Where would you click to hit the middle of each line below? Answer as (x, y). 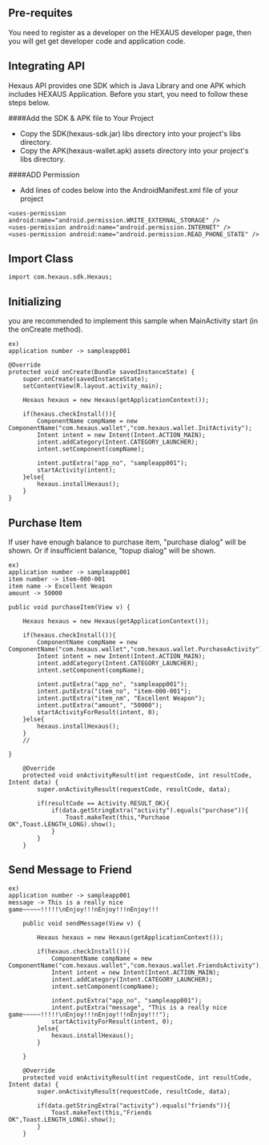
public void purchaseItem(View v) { (69, 608)
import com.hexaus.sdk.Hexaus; (60, 277)
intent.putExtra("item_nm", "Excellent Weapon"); (121, 699)
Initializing (35, 301)
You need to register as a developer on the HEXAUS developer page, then (130, 32)
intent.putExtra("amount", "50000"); (100, 705)
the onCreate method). (46, 329)
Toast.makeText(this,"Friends (101, 1112)
